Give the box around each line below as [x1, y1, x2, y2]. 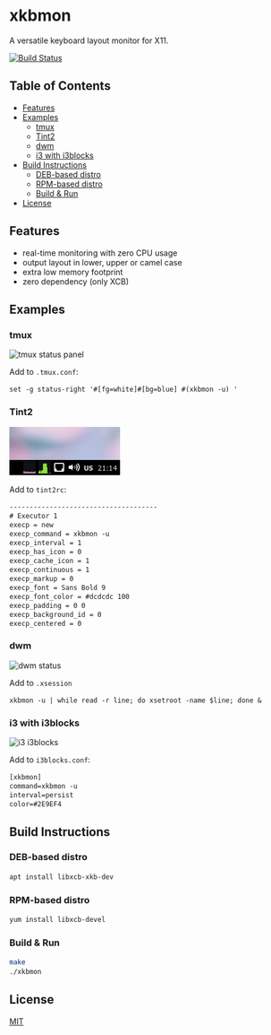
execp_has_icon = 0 [9, 547, 82, 556]
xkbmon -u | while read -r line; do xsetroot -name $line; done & [9, 696, 262, 705]
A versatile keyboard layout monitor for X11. [9, 35, 169, 46]
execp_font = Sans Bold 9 [9, 583, 106, 592]
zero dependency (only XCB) [21, 275, 130, 287]
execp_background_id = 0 [9, 610, 102, 619]
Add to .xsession [9, 677, 72, 688]
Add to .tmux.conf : [9, 367, 79, 378]
